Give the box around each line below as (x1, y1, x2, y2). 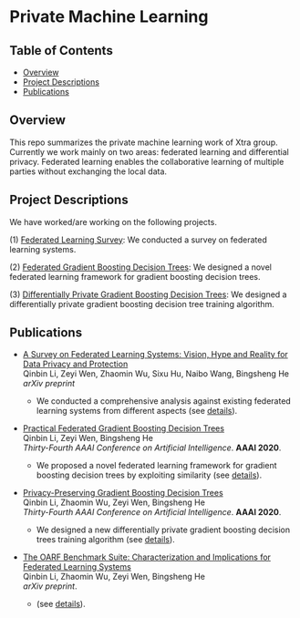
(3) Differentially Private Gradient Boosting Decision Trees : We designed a (9, 289, 287, 300)
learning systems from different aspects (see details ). (36, 406, 238, 417)
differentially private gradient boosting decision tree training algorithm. (9, 298, 275, 309)
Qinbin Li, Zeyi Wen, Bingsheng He (22, 433, 153, 444)
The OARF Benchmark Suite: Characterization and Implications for (22, 551, 272, 562)
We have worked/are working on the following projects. (9, 216, 217, 227)
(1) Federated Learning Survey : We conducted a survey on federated (9, 234, 267, 245)
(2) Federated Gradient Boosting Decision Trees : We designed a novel (9, 262, 272, 273)
